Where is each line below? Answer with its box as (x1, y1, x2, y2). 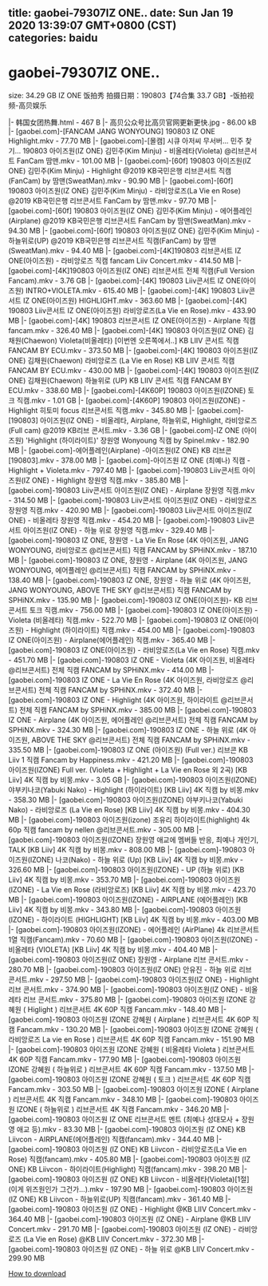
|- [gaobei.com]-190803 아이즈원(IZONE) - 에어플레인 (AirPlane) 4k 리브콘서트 (8, 925, 260, 935)
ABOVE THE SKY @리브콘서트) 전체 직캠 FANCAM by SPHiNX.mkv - (31, 735, 251, 745)
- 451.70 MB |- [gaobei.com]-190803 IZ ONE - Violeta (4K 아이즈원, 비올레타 (8, 655, 255, 665)
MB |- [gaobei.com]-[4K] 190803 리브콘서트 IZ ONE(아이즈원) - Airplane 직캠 (8, 316, 256, 326)
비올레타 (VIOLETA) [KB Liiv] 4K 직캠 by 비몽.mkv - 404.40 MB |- (8, 945, 219, 955)
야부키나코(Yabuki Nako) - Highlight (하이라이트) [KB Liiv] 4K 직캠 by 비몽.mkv (8, 785, 259, 795)
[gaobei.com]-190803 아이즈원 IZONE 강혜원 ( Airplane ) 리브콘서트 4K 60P (8, 1014, 251, 1025)
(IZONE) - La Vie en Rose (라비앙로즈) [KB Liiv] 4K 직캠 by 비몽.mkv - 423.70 (8, 885, 257, 895)
